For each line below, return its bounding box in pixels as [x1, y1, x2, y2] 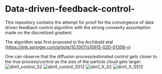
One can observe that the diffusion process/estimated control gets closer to [5, 53, 157, 59]
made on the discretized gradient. [5, 30, 73, 35]
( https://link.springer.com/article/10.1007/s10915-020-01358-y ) [5, 44, 131, 50]
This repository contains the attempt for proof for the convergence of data [5, 19, 154, 25]
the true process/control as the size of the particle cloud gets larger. [5, 59, 142, 64]
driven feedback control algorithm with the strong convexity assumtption [5, 24, 151, 30]
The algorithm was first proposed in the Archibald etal [5, 39, 113, 44]
